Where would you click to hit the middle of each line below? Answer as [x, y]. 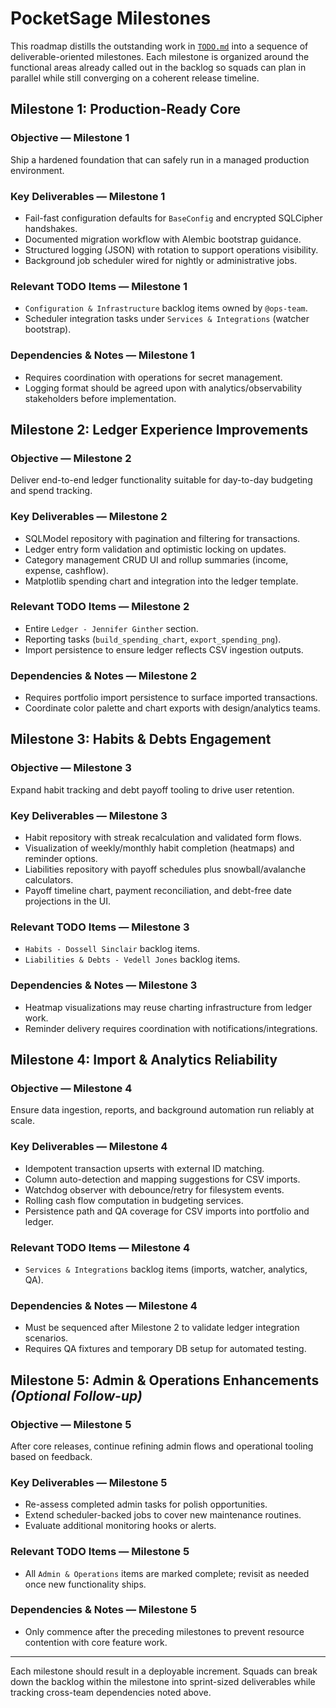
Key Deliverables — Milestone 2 [89, 517]
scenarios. [46, 1338]
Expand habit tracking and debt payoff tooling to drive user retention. [152, 789]
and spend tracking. [51, 491]
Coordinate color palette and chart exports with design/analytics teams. [172, 708]
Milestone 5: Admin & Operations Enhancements [165, 1380]
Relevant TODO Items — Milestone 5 [100, 1552]
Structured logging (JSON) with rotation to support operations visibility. [171, 249]
